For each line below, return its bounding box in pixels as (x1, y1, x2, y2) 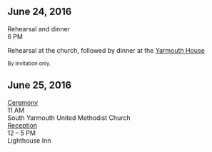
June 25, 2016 (7, 79, 72, 91)
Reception (7, 121, 38, 129)
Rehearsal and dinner (7, 24, 70, 33)
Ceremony (7, 98, 39, 106)
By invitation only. (7, 60, 51, 67)
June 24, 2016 (7, 6, 72, 18)
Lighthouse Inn (7, 136, 51, 145)
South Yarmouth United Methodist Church (7, 113, 131, 122)
